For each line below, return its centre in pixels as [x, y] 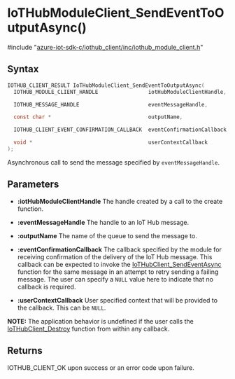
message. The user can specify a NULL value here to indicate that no [115, 279]
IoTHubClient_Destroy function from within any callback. [88, 329]
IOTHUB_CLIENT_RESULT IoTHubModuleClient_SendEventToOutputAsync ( [106, 85]
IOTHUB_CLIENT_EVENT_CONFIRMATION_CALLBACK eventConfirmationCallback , [122, 130]
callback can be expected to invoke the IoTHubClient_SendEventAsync [119, 264]
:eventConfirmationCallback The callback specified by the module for [120, 249]
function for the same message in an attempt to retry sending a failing [118, 272]
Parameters [33, 185]
